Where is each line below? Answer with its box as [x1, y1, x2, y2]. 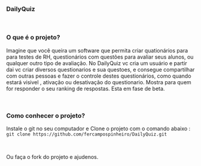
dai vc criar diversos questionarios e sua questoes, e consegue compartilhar [6, 66, 195, 73]
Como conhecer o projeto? [6, 111, 86, 119]
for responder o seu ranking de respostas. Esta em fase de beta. [6, 85, 165, 92]
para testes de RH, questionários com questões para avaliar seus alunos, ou [6, 53, 194, 60]
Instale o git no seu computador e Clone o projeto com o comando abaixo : [6, 125, 191, 132]
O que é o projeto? [6, 33, 60, 42]
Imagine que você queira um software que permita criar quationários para [6, 47, 188, 54]
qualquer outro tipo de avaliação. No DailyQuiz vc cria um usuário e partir [6, 59, 187, 67]
